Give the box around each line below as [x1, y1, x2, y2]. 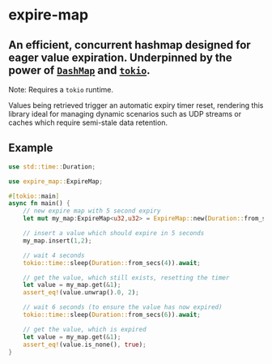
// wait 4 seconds [23, 251, 85, 259]
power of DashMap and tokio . [8, 63, 151, 77]
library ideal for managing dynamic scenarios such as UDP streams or [8, 109, 241, 118]
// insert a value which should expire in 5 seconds [23, 229, 205, 238]
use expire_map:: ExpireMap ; [8, 177, 104, 186]
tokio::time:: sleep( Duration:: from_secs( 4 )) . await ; [23, 259, 201, 267]
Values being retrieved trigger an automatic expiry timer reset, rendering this [8, 101, 264, 110]
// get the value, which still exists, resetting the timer [23, 273, 230, 281]
